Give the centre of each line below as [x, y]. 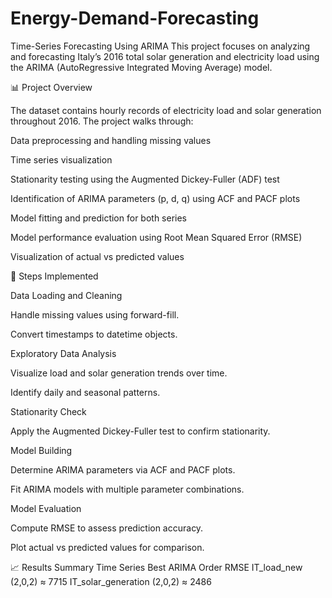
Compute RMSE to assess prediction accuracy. [107, 528]
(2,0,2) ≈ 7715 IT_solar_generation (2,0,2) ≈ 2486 [111, 581]
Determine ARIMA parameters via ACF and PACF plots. [123, 469]
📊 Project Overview [51, 87]
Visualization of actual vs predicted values [97, 256]
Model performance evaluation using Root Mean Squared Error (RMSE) [156, 237]
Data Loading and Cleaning [66, 295]
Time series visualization [61, 159]
